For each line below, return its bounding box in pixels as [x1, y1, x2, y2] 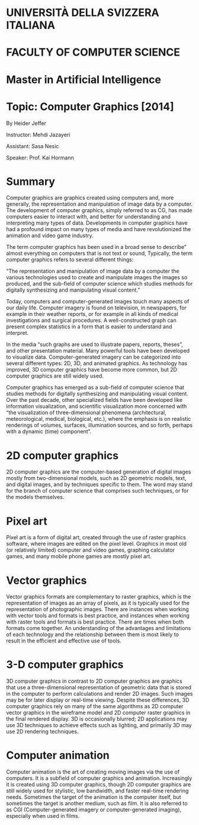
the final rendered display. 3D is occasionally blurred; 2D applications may [6, 715, 188, 722]
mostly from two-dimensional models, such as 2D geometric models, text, [6, 475, 187, 482]
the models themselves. [6, 494, 65, 501]
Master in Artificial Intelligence [6, 73, 162, 86]
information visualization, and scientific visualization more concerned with [6, 403, 187, 410]
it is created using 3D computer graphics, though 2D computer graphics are [6, 781, 191, 788]
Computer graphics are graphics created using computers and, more [6, 194, 174, 202]
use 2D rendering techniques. [6, 728, 79, 735]
